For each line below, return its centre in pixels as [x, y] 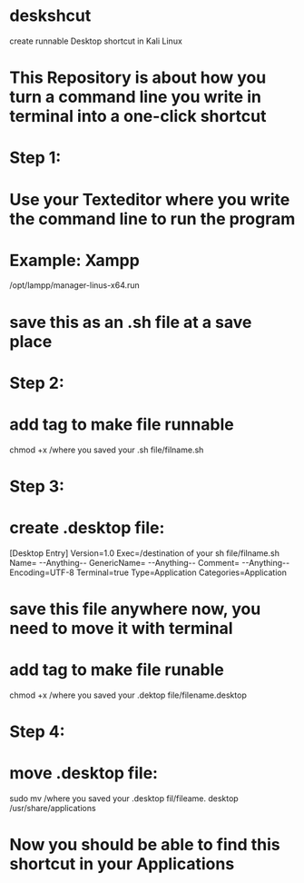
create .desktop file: [87, 528]
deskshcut [50, 16]
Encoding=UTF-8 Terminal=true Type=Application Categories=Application [148, 572]
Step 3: [37, 486]
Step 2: [37, 383]
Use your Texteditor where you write [150, 199]
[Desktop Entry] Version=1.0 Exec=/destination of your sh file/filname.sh [144, 553]
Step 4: [37, 732]
